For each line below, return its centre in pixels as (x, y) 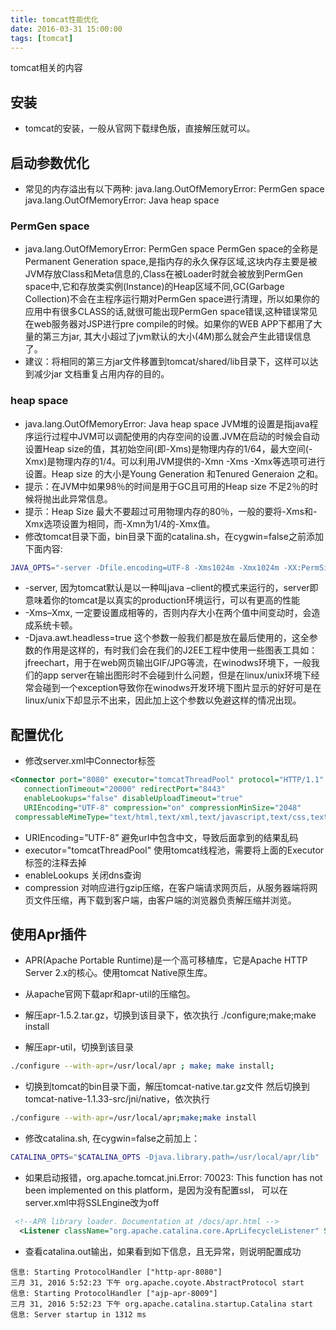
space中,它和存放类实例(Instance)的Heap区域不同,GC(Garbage (154, 287)
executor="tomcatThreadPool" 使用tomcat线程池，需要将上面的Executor (174, 850)
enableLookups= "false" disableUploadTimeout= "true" (133, 799)
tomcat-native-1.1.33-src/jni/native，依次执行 (117, 1099)
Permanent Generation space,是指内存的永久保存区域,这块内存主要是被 (171, 262)
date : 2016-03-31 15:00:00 (66, 29)
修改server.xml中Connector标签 (90, 761)
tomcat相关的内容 (46, 68)
